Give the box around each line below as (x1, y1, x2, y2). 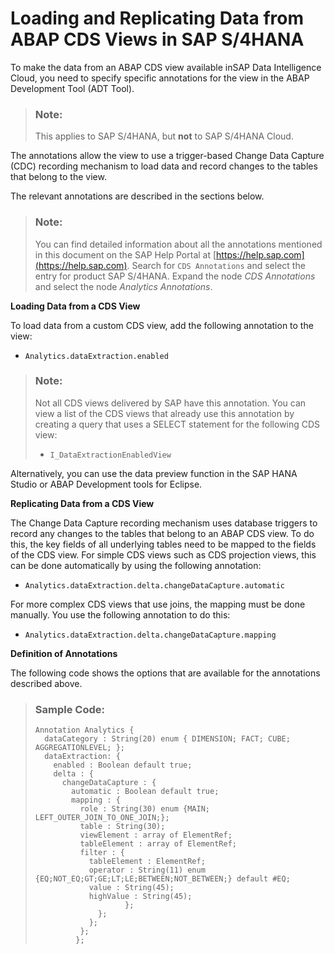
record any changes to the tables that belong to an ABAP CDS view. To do (10, 527, 315, 539)
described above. (10, 677, 83, 689)
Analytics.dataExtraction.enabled (24, 351, 169, 361)
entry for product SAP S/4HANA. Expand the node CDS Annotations (34, 270, 316, 282)
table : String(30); (79, 822, 166, 832)
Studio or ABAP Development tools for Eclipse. (10, 478, 203, 490)
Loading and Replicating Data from (10, 7, 304, 30)
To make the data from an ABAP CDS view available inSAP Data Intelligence (10, 61, 322, 73)
